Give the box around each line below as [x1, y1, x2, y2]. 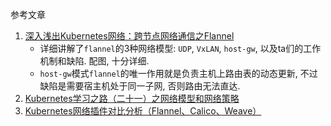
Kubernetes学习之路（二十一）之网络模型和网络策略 [24, 93, 240, 104]
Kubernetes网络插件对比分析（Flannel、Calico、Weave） [24, 105, 262, 117]
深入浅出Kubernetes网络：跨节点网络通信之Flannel [24, 30, 235, 42]
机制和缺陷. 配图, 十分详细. [39, 55, 150, 67]
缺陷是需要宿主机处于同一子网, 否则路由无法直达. [39, 80, 241, 92]
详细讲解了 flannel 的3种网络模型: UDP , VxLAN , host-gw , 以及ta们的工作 [39, 43, 322, 54]
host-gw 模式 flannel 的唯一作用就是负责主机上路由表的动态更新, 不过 [39, 68, 318, 79]
